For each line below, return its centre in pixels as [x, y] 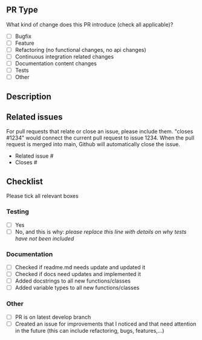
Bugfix [23, 36]
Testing [18, 212]
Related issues [34, 117]
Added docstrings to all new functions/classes [73, 281]
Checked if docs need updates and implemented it [78, 274]
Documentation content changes [56, 63]
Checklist [25, 181]
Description [29, 96]
